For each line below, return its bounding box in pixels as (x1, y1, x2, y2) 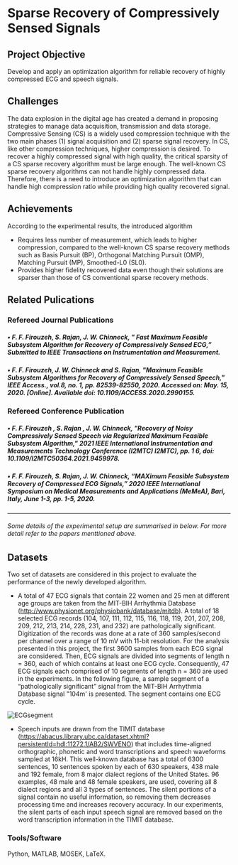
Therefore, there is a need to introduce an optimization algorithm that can (7, 174, 222, 183)
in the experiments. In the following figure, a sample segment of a (17, 675, 210, 683)
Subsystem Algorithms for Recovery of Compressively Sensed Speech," (7, 373, 225, 382)
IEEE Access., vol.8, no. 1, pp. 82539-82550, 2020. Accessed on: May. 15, (7, 380, 229, 389)
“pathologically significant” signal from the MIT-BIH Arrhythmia (17, 682, 202, 691)
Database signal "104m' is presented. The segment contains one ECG (17, 689, 221, 698)
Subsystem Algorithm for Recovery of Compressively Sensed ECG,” (7, 340, 212, 349)
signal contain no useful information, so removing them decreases (17, 793, 211, 801)
